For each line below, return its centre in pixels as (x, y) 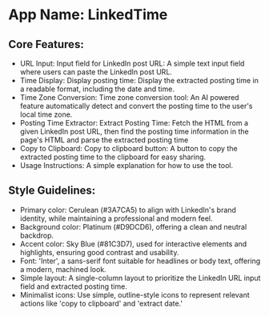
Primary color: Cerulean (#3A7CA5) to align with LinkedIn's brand (128, 210)
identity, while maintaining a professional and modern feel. (116, 218)
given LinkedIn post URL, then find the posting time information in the (134, 131)
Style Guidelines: (52, 191)
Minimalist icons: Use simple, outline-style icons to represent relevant (134, 294)
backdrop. (37, 235)
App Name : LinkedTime (88, 15)
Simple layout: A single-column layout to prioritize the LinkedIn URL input (140, 278)
